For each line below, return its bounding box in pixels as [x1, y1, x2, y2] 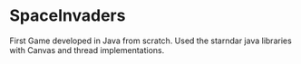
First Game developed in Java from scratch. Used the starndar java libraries [9, 35, 292, 46]
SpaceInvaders [9, 5, 126, 26]
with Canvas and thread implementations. [9, 44, 165, 55]
